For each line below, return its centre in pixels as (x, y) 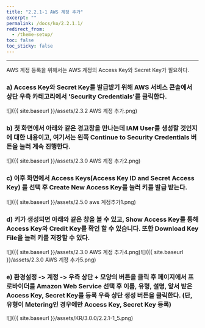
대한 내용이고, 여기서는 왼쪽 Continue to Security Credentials (101, 137)
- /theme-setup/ (32, 35)
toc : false (20, 40)
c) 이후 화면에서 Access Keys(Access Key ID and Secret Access (100, 178)
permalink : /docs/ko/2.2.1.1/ (45, 23)
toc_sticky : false (30, 46)
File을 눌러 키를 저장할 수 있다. (48, 238)
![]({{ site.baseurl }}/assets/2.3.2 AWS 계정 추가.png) (72, 111)
